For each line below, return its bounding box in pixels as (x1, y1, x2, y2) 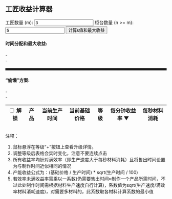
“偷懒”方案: (5, 77, 30, 83)
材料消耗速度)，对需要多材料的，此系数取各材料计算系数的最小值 (17, 188, 154, 195)
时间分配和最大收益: (5, 40, 48, 47)
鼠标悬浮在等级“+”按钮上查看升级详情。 (12, 144, 96, 150)
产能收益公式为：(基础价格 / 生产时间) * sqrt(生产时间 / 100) (12, 169, 138, 176)
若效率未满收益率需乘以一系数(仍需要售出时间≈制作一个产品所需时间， (12, 176, 161, 182)
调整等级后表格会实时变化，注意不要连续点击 (12, 150, 107, 157)
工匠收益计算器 (5, 5, 53, 14)
